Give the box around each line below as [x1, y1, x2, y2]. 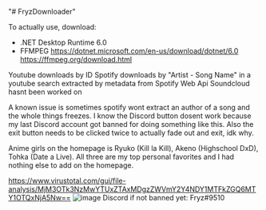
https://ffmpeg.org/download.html [19, 55, 133, 64]
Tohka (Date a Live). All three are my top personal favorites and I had [8, 152, 234, 161]
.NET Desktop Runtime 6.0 [19, 38, 108, 47]
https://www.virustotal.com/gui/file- [8, 176, 126, 185]
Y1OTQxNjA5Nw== [8, 193, 71, 202]
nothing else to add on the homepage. [8, 160, 134, 170]
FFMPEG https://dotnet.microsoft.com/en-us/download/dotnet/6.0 [19, 46, 239, 55]
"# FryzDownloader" [8, 7, 76, 16]
